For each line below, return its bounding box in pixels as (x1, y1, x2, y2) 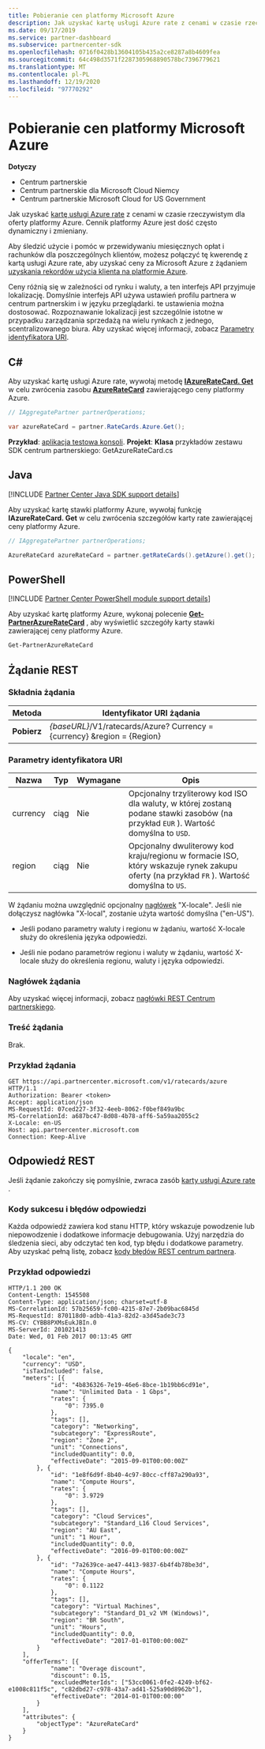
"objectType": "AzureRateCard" (36, 1721, 140, 1728)
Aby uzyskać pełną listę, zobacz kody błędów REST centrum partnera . (8, 1247, 237, 1256)
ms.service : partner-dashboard (8, 33, 111, 42)
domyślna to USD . (129, 828, 191, 839)
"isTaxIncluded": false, (22, 1367, 104, 1376)
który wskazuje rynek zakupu (129, 860, 238, 871)
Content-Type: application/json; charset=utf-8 (8, 1298, 168, 1306)
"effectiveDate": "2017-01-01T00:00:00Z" (50, 1638, 189, 1645)
